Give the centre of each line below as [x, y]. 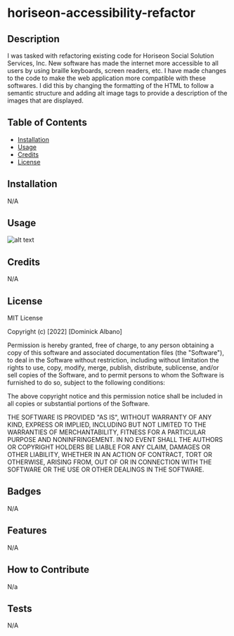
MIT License [25, 318]
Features [27, 531]
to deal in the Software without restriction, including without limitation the [113, 361]
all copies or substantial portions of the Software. [78, 404]
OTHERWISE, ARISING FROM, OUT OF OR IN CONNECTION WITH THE [110, 462]
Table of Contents [47, 123]
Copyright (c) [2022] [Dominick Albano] [65, 332]
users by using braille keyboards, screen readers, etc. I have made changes [117, 71]
